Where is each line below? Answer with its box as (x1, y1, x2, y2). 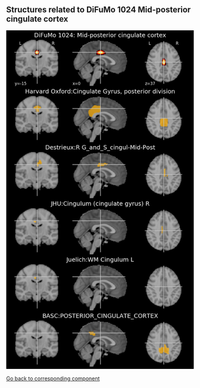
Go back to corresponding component (6, 375, 100, 382)
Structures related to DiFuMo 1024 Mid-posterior (6, 5, 191, 15)
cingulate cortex (6, 14, 68, 24)
